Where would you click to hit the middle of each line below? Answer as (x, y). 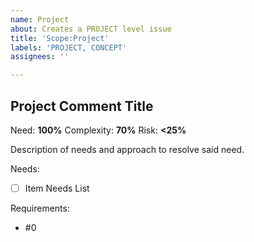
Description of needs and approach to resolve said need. (127, 149)
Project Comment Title (82, 106)
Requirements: (40, 208)
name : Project (40, 19)
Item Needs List (57, 188)
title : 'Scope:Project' (60, 38)
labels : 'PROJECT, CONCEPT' (69, 47)
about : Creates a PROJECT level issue (91, 29)
